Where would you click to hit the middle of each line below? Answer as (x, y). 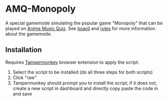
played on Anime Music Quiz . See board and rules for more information (80, 28)
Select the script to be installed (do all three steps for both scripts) (83, 72)
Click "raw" (25, 78)
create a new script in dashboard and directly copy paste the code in (85, 88)
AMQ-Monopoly (40, 9)
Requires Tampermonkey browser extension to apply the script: (72, 62)
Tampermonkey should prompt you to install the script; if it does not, (85, 83)
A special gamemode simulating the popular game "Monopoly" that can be (84, 23)
